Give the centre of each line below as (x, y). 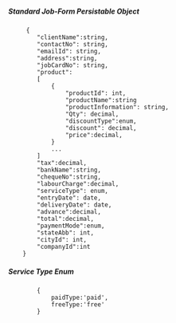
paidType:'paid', (80, 297)
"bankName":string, (69, 170)
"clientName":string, (73, 37)
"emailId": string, (69, 51)
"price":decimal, (94, 135)
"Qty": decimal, (92, 114)
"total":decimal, (65, 219)
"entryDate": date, (69, 198)
